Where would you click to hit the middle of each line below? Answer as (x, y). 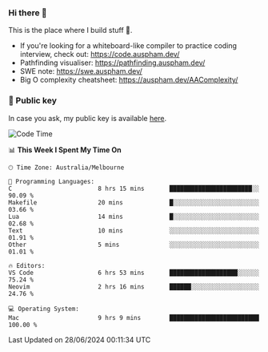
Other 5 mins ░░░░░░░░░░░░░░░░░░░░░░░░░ (134, 245)
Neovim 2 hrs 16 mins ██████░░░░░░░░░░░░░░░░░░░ (134, 287)
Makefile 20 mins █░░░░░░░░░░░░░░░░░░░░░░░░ (134, 202)
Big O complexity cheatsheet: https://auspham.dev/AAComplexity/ (129, 80)
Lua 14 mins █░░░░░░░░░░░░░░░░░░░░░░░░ (134, 216)
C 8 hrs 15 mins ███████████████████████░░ (134, 188)
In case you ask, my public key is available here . (88, 118)
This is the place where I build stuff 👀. (70, 30)
